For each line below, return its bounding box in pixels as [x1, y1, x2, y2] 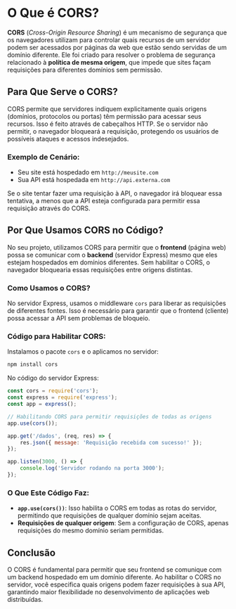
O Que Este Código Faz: [7, 487, 90, 497]
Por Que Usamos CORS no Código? [7, 224, 164, 236]
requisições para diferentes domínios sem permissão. [7, 65, 163, 74]
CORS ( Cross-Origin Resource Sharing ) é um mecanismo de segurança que [7, 28, 227, 37]
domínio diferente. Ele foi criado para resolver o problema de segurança [7, 51, 216, 59]
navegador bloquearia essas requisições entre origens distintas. [7, 265, 193, 274]
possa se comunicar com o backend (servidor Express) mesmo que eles [7, 250, 218, 259]
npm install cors [7, 361, 58, 368]
